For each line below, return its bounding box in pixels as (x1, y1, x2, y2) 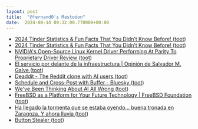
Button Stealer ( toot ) (14, 117, 65, 124)
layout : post (6, 8, 38, 15)
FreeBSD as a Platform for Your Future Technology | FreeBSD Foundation (14, 91, 192, 99)
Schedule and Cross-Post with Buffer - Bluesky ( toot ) (14, 79, 144, 86)
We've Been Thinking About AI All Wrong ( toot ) (14, 86, 129, 93)
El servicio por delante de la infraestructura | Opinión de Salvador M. (14, 60, 181, 67)
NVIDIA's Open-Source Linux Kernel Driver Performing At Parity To (14, 48, 177, 55)
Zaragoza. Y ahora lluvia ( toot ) (14, 110, 89, 117)
